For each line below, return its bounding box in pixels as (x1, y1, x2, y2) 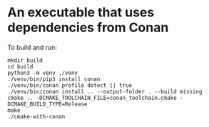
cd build (7, 63, 34, 70)
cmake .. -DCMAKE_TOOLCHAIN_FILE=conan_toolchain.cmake (7, 94, 177, 101)
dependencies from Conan (7, 19, 169, 36)
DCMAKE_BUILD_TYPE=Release (7, 101, 88, 108)
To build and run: (7, 43, 57, 51)
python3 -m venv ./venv (7, 69, 78, 76)
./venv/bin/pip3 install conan (7, 76, 101, 83)
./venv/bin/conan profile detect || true (7, 81, 133, 89)
